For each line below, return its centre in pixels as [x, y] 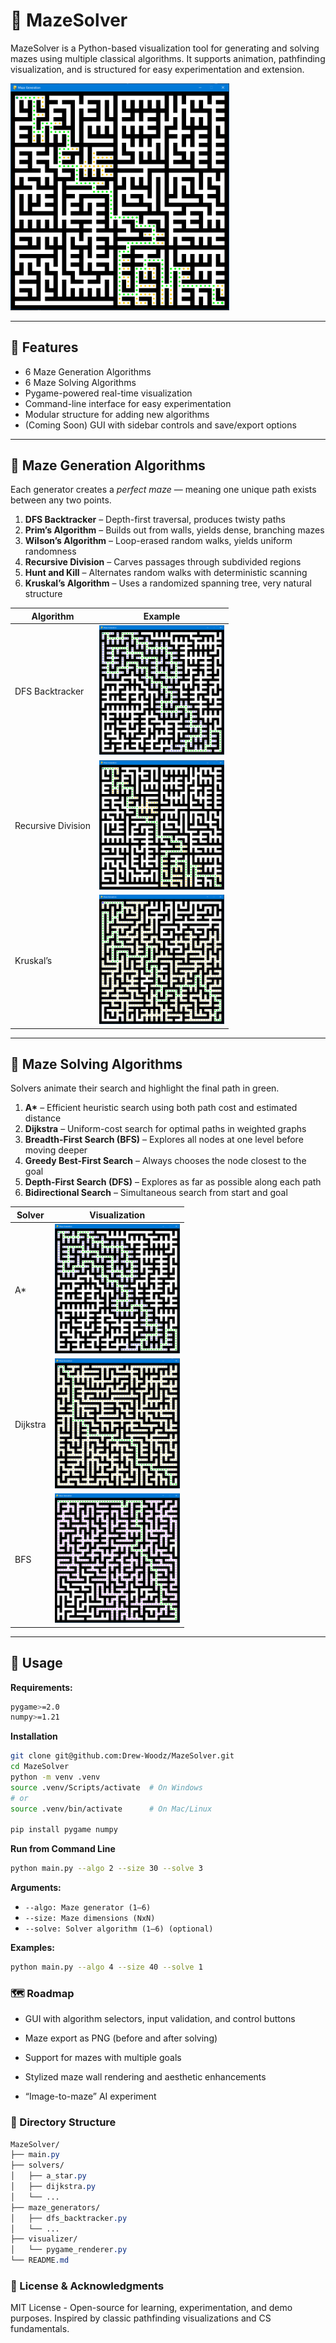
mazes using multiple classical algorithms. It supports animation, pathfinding [168, 58]
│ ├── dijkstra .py [53, 2187]
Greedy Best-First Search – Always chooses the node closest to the [165, 1161]
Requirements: [41, 1687]
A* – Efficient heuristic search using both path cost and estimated [161, 1108]
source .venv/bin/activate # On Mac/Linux [111, 1809]
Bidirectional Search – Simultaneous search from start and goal [156, 1193]
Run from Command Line [63, 1849]
